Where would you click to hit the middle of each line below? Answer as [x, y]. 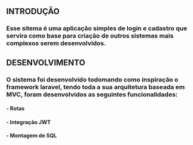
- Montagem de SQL [32, 135]
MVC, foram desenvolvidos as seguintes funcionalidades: [92, 94]
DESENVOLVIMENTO [46, 63]
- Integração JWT [28, 122]
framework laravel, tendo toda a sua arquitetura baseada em [96, 87]
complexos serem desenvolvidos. [56, 43]
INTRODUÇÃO [33, 12]
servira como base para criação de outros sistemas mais [90, 36]
